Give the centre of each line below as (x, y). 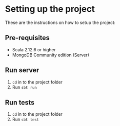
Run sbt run (24, 87)
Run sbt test (25, 119)
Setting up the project (50, 9)
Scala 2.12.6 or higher (34, 49)
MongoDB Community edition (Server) (50, 55)
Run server (22, 70)
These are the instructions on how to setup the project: (60, 22)
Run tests (20, 102)
